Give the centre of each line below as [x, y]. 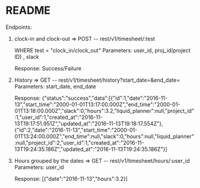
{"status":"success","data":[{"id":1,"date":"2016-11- [105, 98]
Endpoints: [19, 27]
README [28, 11]
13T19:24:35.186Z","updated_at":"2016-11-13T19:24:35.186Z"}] [91, 149]
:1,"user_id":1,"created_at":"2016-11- [58, 117]
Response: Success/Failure [48, 68]
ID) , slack [27, 56]
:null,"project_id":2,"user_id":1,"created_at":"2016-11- [79, 142]
